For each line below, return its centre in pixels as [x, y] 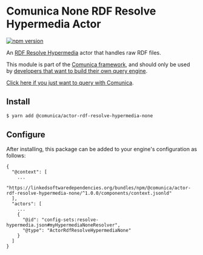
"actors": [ [27, 204]
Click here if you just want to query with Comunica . [70, 83]
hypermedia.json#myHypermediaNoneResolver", [63, 225]
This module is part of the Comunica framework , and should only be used [98, 64]
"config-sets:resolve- [70, 220]
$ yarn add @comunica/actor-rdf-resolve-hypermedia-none [80, 116]
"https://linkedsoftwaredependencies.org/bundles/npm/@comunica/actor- [98, 188]
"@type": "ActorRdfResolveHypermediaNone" [77, 231]
